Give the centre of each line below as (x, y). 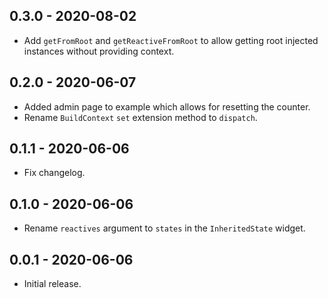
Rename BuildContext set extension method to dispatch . (140, 117)
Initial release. (52, 284)
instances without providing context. (99, 51)
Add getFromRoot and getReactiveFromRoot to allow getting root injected (171, 40)
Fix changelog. (54, 173)
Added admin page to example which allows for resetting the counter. (167, 106)
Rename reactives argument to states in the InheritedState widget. (164, 228)
